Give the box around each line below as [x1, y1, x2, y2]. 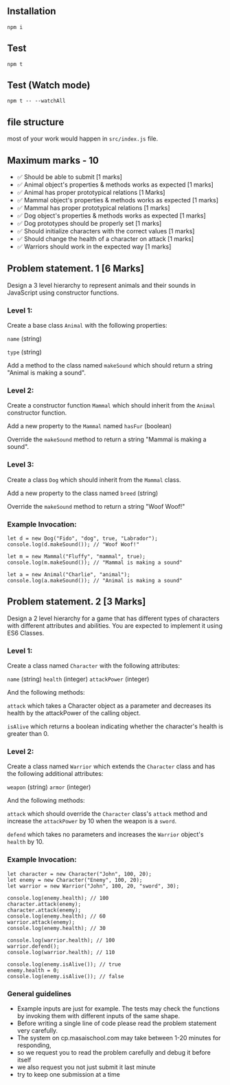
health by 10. [7, 838, 45, 846]
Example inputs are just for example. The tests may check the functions [16, 1004, 220, 1013]
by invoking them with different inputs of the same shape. [16, 1012, 181, 1020]
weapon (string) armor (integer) [7, 783, 91, 791]
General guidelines [7, 989, 72, 998]
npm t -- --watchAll [7, 98, 67, 105]
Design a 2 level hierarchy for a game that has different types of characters [7, 614, 220, 622]
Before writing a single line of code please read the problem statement [16, 1019, 217, 1028]
